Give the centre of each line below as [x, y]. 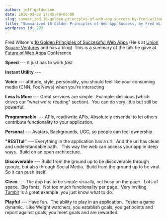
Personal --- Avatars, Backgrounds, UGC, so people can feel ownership [79, 132]
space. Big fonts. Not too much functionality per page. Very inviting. [77, 187]
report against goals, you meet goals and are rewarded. [62, 213]
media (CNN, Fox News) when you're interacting [55, 87]
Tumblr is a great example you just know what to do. [59, 192]
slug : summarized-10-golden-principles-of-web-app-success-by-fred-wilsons [85, 19]
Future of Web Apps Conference [38, 53]
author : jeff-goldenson [30, 10]
